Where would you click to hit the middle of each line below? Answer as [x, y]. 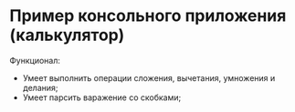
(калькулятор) [67, 35]
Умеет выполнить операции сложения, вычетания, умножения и [149, 77]
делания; [40, 87]
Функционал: [35, 60]
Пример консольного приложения [148, 16]
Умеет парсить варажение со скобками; [102, 97]
